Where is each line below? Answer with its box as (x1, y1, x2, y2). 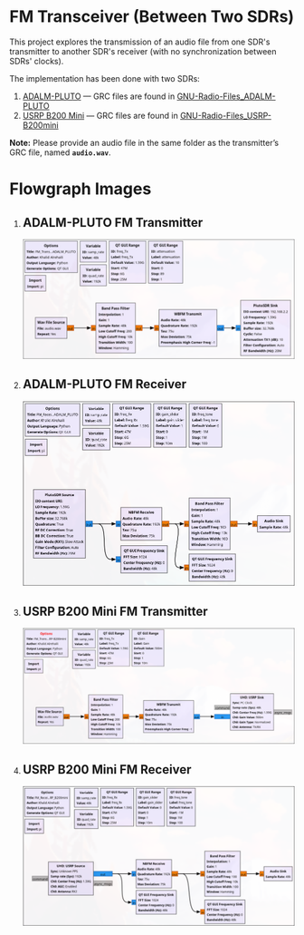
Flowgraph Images (9, 179, 152, 200)
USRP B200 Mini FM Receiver (22, 762, 192, 777)
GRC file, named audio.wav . (9, 147, 111, 158)
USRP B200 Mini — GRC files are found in (22, 110, 178, 121)
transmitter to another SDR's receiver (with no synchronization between (9, 45, 278, 56)
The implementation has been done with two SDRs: (9, 73, 201, 83)
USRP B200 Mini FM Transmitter (22, 603, 208, 618)
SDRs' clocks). (9, 55, 64, 66)
